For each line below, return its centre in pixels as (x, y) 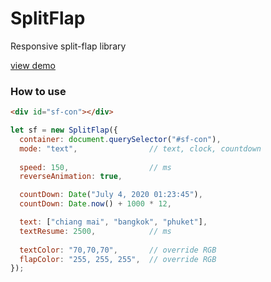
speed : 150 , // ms (95, 167)
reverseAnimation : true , (71, 177)
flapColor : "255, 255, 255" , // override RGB (118, 259)
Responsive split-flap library (68, 46)
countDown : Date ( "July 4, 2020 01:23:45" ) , (111, 195)
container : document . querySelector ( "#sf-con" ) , (120, 139)
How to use (38, 91)
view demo (33, 65)
